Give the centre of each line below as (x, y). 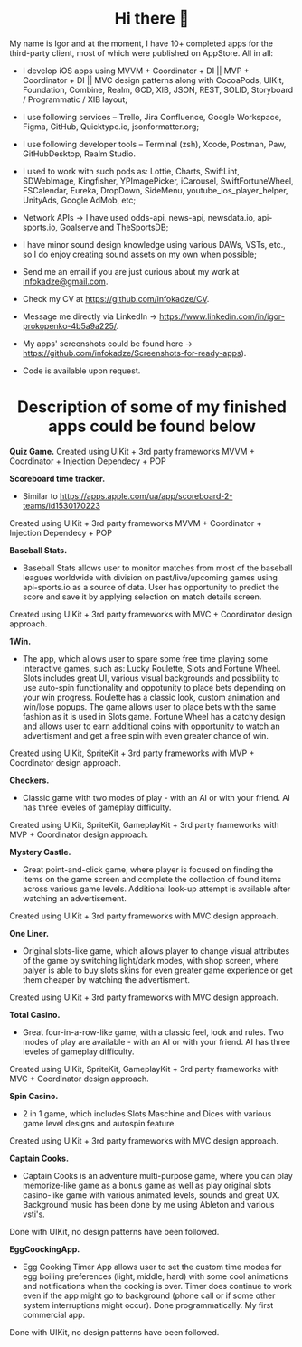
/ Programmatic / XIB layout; (75, 99)
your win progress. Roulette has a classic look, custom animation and (151, 697)
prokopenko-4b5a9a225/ (69, 325)
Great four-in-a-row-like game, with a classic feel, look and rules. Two (153, 1032)
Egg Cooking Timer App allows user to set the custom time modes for (152, 1267)
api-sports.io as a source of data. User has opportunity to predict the (151, 587)
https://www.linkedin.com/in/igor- (222, 316)
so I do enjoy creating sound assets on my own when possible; (140, 254)
